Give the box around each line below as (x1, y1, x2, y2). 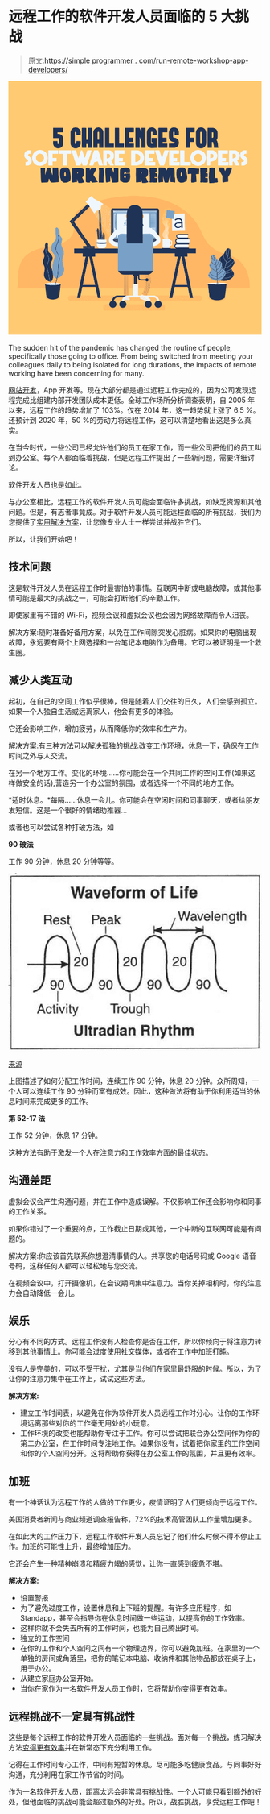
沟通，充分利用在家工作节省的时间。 (8, 1770, 129, 1779)
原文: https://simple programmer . (27, 56, 138, 65)
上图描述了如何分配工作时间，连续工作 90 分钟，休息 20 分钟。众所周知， (8, 1076, 252, 1085)
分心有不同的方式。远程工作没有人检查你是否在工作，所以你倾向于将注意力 (8, 1337, 255, 1347)
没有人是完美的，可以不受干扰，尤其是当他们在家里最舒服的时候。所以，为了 (8, 1364, 262, 1374)
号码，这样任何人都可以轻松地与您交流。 (8, 1260, 142, 1270)
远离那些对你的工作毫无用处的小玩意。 (27, 1418, 154, 1428)
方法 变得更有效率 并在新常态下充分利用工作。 (8, 1742, 157, 1753)
